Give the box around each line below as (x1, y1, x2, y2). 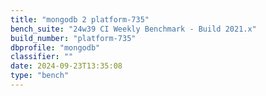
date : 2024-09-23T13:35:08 (10, 61, 123, 71)
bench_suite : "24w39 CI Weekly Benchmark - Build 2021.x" (10, 24, 257, 34)
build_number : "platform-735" (10, 33, 137, 43)
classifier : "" (10, 52, 74, 62)
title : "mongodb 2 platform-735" (10, 14, 150, 25)
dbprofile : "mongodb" (10, 42, 101, 53)
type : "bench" (10, 71, 70, 81)
